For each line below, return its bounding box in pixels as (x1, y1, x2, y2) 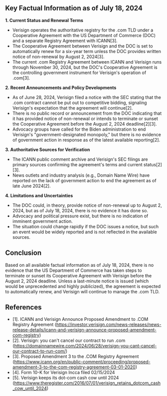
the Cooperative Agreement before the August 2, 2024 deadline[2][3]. (12, 121, 157, 127)
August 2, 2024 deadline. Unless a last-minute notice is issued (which (5, 278, 149, 284)
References (5, 303, 42, 312)
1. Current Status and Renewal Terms (5, 17, 84, 23)
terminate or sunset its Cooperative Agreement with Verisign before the (5, 272, 152, 278)
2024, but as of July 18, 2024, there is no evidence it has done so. (12, 207, 149, 213)
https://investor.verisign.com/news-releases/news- (56, 321, 162, 327)
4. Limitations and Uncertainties (5, 192, 73, 198)
